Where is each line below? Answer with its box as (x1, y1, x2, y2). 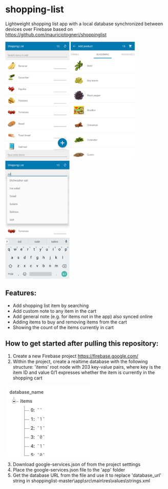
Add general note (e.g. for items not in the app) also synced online (12, 313, 153, 319)
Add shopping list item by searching (12, 302, 89, 309)
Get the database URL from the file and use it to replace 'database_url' (12, 472, 162, 478)
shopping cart (12, 374, 43, 381)
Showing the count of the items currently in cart (12, 324, 114, 330)
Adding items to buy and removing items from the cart (12, 319, 127, 325)
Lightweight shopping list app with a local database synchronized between (5, 21, 163, 27)
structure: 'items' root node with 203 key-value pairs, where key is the (12, 364, 161, 370)
